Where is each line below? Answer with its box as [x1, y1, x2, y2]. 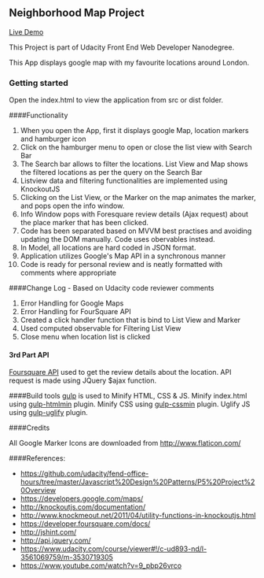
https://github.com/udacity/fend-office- [20, 469, 149, 479]
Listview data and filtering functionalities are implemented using [20, 176, 228, 186]
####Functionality [9, 110, 68, 120]
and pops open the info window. [20, 201, 125, 211]
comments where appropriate [20, 268, 117, 278]
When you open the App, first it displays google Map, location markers [20, 126, 250, 135]
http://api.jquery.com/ [20, 535, 91, 546]
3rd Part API [9, 350, 49, 359]
